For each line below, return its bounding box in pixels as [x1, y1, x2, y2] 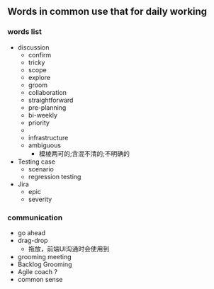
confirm [28, 50, 52, 59]
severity [28, 195, 52, 203]
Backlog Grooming [17, 260, 72, 268]
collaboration [28, 88, 67, 96]
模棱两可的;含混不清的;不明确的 [38, 149, 130, 158]
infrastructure [28, 133, 69, 142]
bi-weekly [28, 110, 58, 119]
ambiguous [28, 141, 62, 149]
